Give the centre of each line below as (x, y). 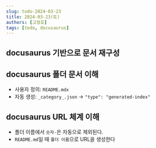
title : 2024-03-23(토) (33, 17)
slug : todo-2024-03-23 (34, 11)
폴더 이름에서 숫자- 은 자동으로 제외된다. (59, 132)
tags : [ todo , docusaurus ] (37, 28)
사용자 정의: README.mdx (41, 89)
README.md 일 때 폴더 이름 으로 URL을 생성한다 (65, 139)
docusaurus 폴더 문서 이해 (52, 74)
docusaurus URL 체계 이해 (53, 117)
